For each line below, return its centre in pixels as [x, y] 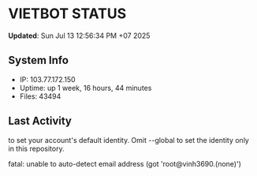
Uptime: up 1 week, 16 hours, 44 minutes [86, 88]
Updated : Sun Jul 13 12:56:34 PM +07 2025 [79, 36]
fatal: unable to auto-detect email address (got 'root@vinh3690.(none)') [125, 163]
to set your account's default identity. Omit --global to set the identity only [129, 140]
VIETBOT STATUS [67, 14]
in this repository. [36, 148]
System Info [39, 60]
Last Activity [40, 121]
